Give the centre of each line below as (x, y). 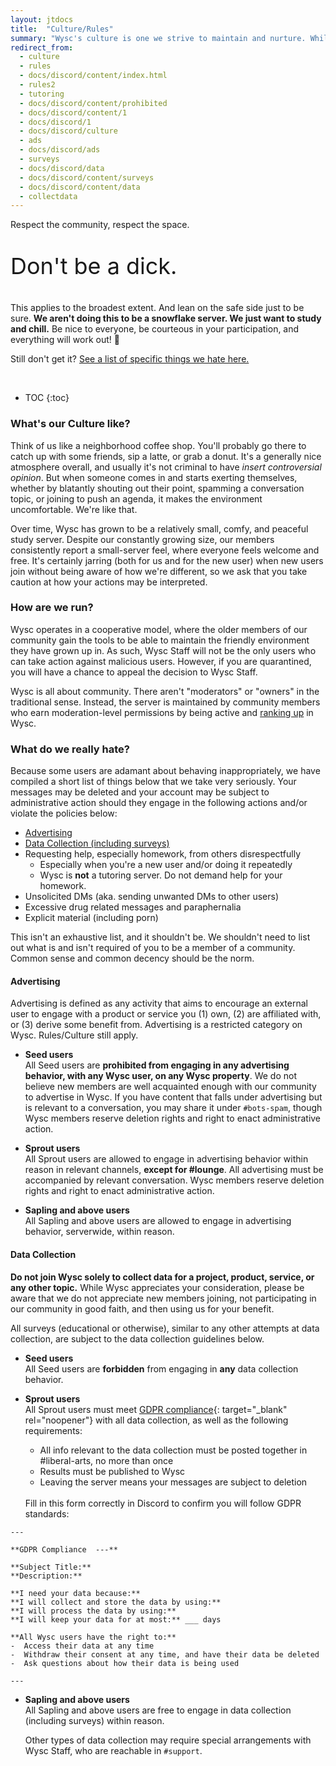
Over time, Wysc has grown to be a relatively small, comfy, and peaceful (159, 528)
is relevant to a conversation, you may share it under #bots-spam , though (173, 1108)
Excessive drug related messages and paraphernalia (133, 907)
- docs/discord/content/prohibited (93, 103)
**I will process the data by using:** (93, 1611)
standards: (47, 1513)
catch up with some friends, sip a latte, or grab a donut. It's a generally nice (166, 456)
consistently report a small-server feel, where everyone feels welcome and (165, 550)
